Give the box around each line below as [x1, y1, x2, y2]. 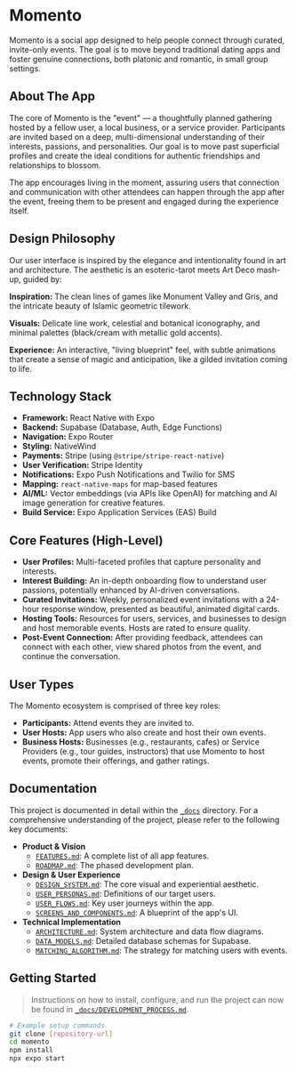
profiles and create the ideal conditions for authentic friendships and [9, 150, 260, 161]
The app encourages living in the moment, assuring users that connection [9, 177, 280, 188]
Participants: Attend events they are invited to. [21, 718, 195, 728]
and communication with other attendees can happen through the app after [9, 186, 285, 197]
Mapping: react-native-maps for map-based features [21, 479, 218, 489]
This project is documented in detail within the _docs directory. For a [9, 804, 259, 815]
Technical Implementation [21, 916, 122, 927]
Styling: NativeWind [21, 441, 97, 452]
